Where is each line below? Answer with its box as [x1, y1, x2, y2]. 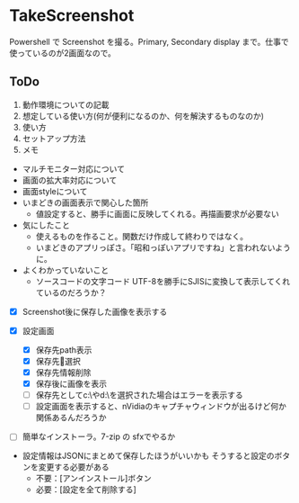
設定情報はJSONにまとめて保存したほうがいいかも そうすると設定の [22, 451, 275, 462]
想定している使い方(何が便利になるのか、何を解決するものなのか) [22, 110, 265, 121]
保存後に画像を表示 [35, 379, 108, 390]
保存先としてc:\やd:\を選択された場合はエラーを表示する [35, 390, 244, 400]
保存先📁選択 [35, 355, 81, 366]
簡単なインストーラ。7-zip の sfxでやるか [22, 431, 176, 442]
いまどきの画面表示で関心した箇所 [22, 197, 149, 208]
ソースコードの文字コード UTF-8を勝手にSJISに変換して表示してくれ [35, 275, 291, 286]
